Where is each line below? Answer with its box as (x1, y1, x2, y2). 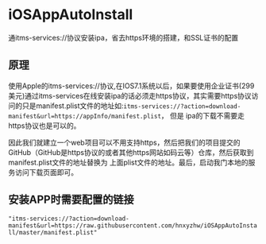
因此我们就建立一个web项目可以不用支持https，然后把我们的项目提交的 (8, 137, 241, 147)
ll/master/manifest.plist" (8, 228, 98, 236)
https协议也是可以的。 (8, 121, 81, 130)
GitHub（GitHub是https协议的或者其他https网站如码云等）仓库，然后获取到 (8, 147, 254, 157)
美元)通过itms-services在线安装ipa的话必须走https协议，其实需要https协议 (8, 91, 252, 100)
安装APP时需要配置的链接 (8, 193, 134, 207)
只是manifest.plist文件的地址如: (21, 101, 125, 110)
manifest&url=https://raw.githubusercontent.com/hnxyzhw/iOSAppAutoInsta (8, 221, 258, 230)
